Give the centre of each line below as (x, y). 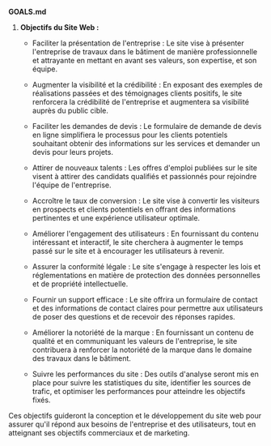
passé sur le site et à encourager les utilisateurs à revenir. (128, 251)
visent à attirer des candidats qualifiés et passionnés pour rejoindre (144, 176)
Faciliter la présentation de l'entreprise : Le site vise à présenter (138, 43)
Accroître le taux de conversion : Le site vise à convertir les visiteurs (146, 201)
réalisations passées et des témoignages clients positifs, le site (137, 93)
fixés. (41, 400)
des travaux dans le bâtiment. (82, 358)
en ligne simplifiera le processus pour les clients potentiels (130, 135)
